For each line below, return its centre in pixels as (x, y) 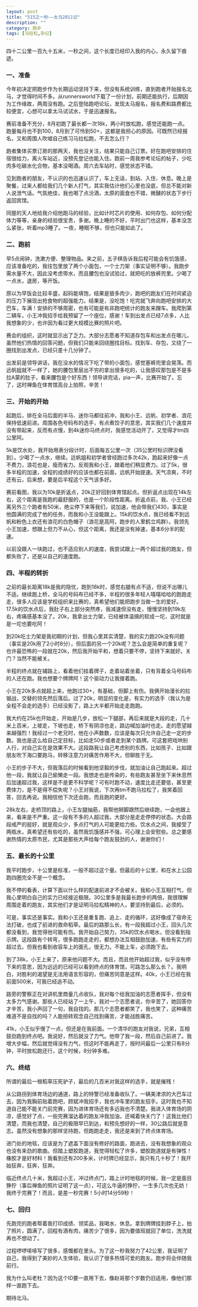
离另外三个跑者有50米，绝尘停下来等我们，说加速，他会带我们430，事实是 (97, 507)
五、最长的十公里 (30, 856)
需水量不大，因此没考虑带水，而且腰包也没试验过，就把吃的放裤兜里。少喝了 (99, 273)
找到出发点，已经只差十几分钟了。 (52, 350)
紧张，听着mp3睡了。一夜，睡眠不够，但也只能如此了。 (78, 228)
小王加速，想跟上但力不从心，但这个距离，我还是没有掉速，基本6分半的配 (95, 529)
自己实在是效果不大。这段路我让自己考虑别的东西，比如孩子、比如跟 (109, 748)
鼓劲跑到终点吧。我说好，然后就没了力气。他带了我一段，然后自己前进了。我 (99, 1036)
